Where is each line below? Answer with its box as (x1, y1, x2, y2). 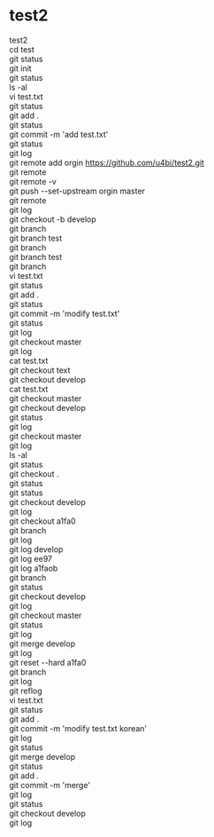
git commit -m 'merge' (9, 779, 91, 790)
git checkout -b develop (9, 214, 97, 225)
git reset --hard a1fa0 (9, 657, 87, 667)
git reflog (9, 685, 42, 696)
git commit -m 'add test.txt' (9, 129, 109, 139)
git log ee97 (9, 553, 53, 564)
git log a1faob (9, 563, 58, 573)
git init (9, 63, 33, 74)
